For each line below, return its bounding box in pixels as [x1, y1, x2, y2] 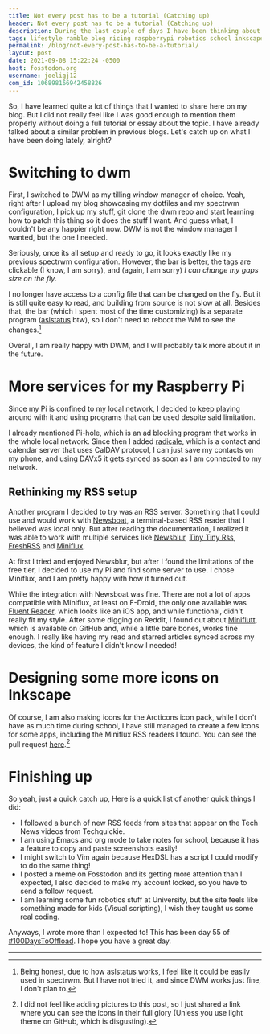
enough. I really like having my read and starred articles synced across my [8, 632, 255, 642]
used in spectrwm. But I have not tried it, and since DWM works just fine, [19, 975, 261, 985]
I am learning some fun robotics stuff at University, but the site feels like [19, 895, 259, 905]
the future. [8, 349, 43, 359]
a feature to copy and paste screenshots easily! [19, 843, 178, 853]
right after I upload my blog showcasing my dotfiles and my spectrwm [8, 199, 239, 208]
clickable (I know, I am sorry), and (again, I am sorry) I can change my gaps [8, 265, 259, 275]
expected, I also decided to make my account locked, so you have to [19, 878, 247, 888]
